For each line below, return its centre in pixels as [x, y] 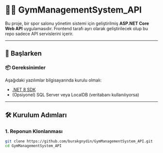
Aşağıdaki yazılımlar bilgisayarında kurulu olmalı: [53, 80]
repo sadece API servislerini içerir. [39, 34]
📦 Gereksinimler [25, 68]
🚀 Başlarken [24, 54]
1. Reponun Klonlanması [34, 131]
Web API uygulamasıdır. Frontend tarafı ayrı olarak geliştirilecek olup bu [77, 28]
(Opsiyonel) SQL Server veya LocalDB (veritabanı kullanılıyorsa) [75, 95]
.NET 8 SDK [24, 89]
